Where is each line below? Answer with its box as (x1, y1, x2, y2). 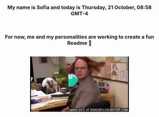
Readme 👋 (67, 40, 92, 47)
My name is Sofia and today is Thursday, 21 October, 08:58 (7, 4, 152, 11)
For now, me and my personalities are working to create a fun (4, 33, 155, 40)
